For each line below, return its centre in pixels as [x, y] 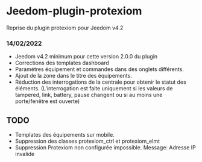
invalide [25, 154]
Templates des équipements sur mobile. [65, 135]
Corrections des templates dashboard [62, 63]
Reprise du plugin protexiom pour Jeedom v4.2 [65, 28]
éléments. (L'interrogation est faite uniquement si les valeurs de [94, 89]
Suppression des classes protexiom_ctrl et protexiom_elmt [87, 141]
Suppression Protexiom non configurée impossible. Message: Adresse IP [105, 148]
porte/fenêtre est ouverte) [47, 101]
